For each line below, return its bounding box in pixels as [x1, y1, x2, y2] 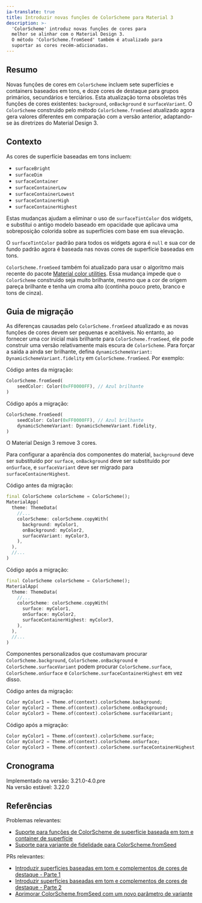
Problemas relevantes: [6, 817, 62, 824]
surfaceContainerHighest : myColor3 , [22, 617, 114, 623]
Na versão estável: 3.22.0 [6, 783, 70, 790]
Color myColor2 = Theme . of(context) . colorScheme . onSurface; [6, 738, 161, 744]
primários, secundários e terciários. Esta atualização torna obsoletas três [6, 93, 187, 101]
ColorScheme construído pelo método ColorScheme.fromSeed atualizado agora [6, 106, 195, 113]
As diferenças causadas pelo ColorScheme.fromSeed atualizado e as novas [6, 322, 189, 330]
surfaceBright [14, 165, 50, 172]
